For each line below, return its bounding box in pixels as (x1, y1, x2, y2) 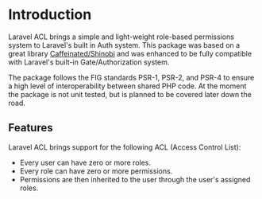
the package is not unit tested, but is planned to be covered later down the (8, 89, 252, 99)
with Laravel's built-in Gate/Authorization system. (8, 57, 170, 67)
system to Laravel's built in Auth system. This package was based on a (8, 40, 241, 49)
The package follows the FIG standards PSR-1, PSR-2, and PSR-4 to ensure (8, 72, 255, 82)
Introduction (8, 6, 92, 24)
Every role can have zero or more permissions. (19, 166, 173, 176)
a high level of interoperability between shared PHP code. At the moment (8, 81, 247, 91)
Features (8, 121, 53, 135)
